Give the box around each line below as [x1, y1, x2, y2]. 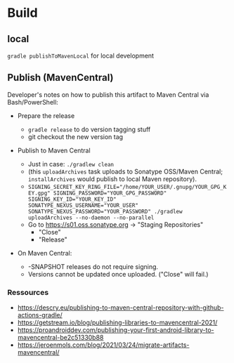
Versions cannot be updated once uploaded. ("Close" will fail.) [27, 270, 209, 278]
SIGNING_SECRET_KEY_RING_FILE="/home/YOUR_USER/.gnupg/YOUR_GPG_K [27, 183, 227, 190]
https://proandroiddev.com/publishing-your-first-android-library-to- [17, 326, 214, 334]
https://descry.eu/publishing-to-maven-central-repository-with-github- [17, 303, 224, 312]
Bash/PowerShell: [7, 98, 58, 106]
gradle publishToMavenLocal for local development [7, 51, 155, 60]
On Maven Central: [17, 249, 72, 257]
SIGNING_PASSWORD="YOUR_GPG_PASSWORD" [53, 190, 167, 197]
